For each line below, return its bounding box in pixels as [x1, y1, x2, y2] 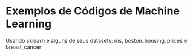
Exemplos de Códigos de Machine [5, 4, 180, 18]
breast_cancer [5, 43, 42, 51]
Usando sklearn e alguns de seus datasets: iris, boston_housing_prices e [5, 37, 188, 44]
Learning [5, 17, 52, 31]
